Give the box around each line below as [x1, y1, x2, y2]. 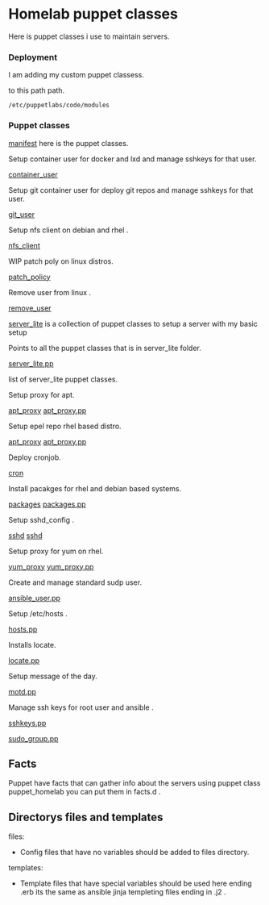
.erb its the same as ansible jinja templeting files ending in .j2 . [19, 887, 227, 897]
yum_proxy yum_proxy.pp [8, 561, 94, 571]
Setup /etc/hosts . [8, 608, 68, 618]
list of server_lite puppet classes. [8, 374, 118, 384]
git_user [8, 209, 35, 219]
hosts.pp [8, 624, 38, 634]
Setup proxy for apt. [8, 390, 75, 399]
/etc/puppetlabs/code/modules [8, 102, 110, 110]
